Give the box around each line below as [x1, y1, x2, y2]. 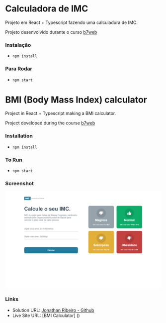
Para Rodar [5, 65, 32, 72]
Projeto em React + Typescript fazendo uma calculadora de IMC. [5, 19, 138, 25]
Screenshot [5, 180, 34, 187]
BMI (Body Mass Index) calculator [5, 94, 148, 105]
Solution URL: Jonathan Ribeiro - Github [12, 307, 94, 313]
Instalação [5, 41, 31, 48]
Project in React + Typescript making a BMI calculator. [5, 110, 116, 116]
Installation [5, 132, 33, 139]
